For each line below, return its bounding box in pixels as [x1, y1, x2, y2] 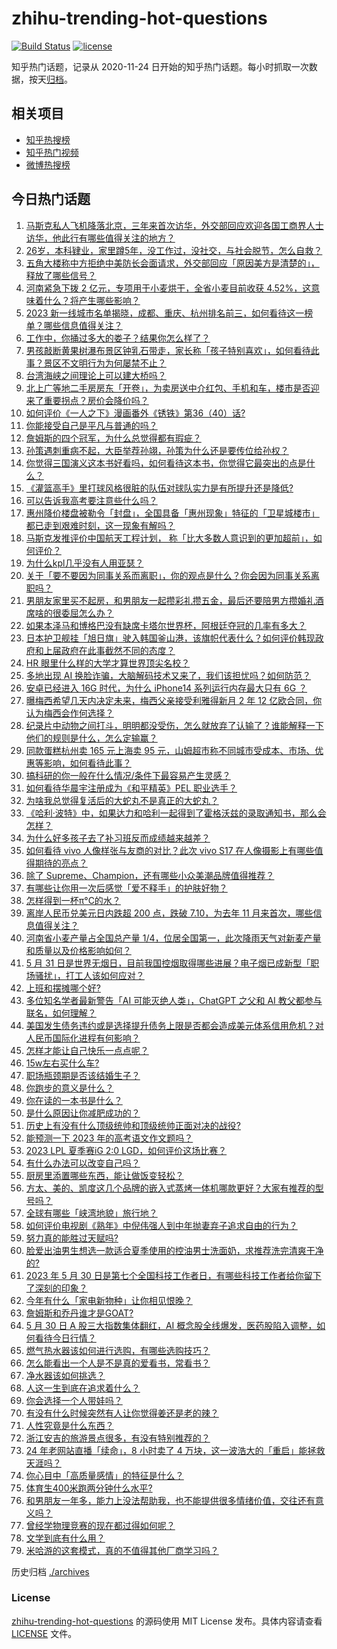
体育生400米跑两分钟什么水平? [25, 1482, 153, 1494]
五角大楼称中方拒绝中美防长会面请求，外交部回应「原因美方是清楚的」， [25, 257, 320, 269]
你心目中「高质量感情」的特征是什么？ [25, 1469, 184, 1481]
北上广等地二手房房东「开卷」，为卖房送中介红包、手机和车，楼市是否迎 [25, 382, 320, 394]
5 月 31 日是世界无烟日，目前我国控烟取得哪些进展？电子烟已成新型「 [25, 957, 311, 969]
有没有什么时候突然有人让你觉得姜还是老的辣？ [25, 1407, 219, 1419]
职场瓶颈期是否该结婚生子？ [25, 1069, 141, 1081]
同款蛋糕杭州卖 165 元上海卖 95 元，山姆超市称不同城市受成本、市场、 [25, 744, 316, 756]
